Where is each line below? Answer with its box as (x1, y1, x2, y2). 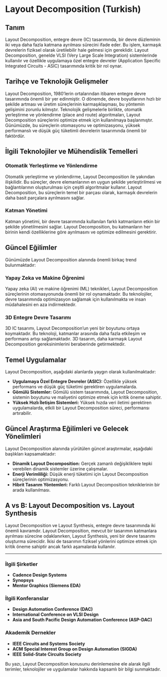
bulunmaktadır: (5, 262, 36, 268)
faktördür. (5, 133, 25, 139)
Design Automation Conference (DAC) (12, 606, 93, 612)
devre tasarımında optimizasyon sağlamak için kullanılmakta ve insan (5, 296, 146, 302)
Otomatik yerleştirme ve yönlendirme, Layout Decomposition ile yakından (5, 173, 155, 180)
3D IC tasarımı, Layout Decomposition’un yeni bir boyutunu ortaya (5, 325, 140, 332)
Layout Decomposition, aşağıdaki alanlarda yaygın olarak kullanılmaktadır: (5, 369, 157, 375)
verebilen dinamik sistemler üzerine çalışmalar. (12, 465, 108, 471)
